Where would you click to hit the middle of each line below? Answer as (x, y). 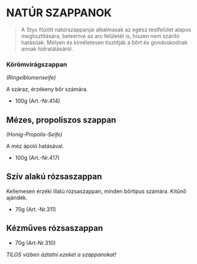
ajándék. (17, 197)
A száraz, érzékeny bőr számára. (47, 89)
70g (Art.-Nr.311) (35, 209)
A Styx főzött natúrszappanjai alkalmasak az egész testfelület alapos (106, 30)
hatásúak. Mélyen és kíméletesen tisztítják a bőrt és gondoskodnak (104, 42)
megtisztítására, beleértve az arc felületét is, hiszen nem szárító (100, 36)
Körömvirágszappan (37, 64)
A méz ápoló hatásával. (35, 146)
